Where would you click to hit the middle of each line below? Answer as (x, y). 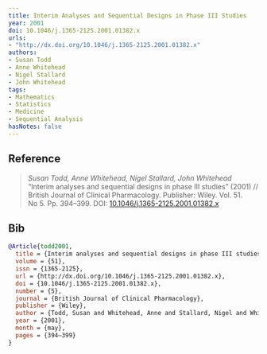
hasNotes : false (35, 126)
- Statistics (30, 104)
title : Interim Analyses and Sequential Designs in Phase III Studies (128, 16)
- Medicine (26, 112)
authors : (23, 53)
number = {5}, (39, 291)
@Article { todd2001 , (41, 247)
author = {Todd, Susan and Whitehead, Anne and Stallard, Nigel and (131, 313)
